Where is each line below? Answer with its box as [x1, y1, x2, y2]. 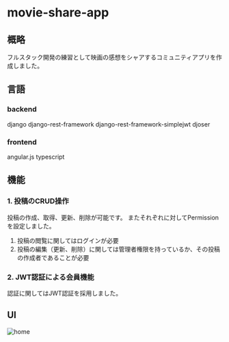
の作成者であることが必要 [16, 253, 90, 261]
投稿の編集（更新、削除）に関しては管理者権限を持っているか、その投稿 [16, 245, 221, 253]
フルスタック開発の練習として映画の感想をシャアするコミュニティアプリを [7, 53, 217, 61]
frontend [7, 137, 38, 146]
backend [7, 105, 37, 114]
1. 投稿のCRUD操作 [7, 196, 70, 206]
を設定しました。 [7, 222, 55, 230]
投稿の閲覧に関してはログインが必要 [16, 236, 120, 244]
